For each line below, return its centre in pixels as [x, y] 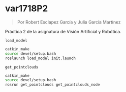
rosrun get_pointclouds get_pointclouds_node [52, 85]
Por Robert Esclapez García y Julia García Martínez [69, 22]
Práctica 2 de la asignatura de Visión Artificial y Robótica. [63, 31]
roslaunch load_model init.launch [41, 58]
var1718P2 [27, 9]
